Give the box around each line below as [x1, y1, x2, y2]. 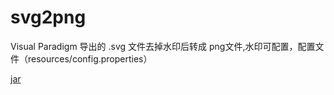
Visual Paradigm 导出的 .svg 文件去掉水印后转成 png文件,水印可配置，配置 [10, 40, 316, 52]
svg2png [10, 6, 87, 29]
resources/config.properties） [27, 52, 153, 65]
